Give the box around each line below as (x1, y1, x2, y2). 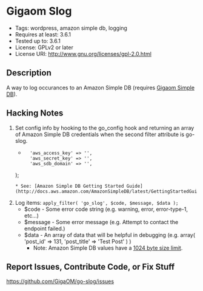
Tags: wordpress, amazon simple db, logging (15, 24, 127, 32)
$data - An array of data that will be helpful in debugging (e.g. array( (24, 231, 196, 238)
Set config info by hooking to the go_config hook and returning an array (15, 124, 195, 131)
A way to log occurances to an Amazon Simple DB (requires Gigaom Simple (6, 84, 195, 91)
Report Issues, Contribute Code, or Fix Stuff (6, 261, 175, 272)
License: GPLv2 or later (15, 44, 74, 51)
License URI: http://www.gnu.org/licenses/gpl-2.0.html (15, 50, 151, 57)
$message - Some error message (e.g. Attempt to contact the (24, 218, 179, 225)
